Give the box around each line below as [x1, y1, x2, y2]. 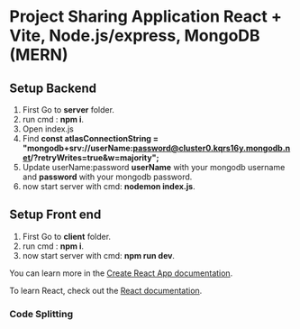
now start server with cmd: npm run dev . [22, 250, 176, 260]
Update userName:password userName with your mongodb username [22, 162, 286, 172]
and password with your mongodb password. [22, 171, 193, 182]
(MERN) [9, 45, 68, 65]
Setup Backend [9, 80, 97, 96]
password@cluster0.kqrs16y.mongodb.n [132, 142, 291, 153]
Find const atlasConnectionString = [22, 133, 159, 143]
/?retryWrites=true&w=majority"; [30, 152, 159, 163]
